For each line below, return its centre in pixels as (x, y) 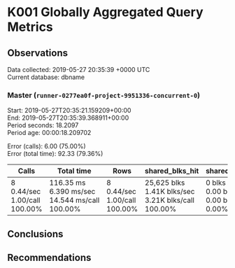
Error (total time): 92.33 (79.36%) (55, 154)
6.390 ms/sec (72, 192)
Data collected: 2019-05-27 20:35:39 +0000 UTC (79, 70)
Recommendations (49, 258)
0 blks (215, 183)
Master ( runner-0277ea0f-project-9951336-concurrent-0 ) (104, 95)
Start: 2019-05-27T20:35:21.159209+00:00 (69, 111)
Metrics (30, 27)
